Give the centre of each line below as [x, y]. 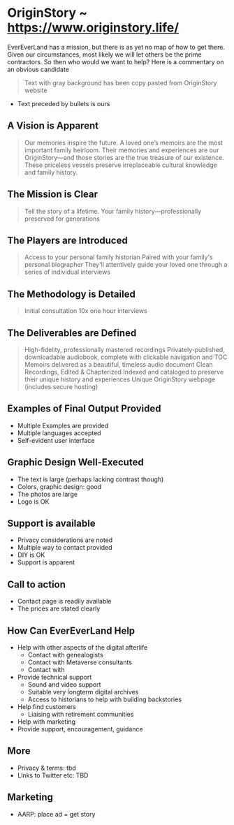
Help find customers [47, 707]
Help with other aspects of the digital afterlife [82, 648]
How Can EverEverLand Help [71, 630]
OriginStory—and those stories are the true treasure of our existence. [124, 157]
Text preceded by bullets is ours [64, 103]
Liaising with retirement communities [81, 715]
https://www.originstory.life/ [93, 28]
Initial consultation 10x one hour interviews [86, 311]
